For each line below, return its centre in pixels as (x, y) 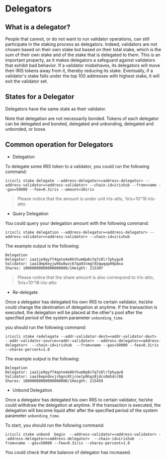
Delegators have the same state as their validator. (56, 109)
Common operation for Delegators (59, 145)
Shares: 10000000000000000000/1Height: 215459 (54, 381)
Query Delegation (30, 213)
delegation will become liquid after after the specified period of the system (82, 410)
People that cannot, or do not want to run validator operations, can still (78, 39)
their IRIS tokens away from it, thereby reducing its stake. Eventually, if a (79, 71)
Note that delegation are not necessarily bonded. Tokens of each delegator (82, 118)
